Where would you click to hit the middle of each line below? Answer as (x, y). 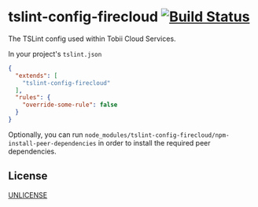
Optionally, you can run (46, 135)
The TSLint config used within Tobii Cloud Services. (92, 39)
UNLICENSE (28, 195)
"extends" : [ (37, 76)
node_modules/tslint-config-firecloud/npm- (157, 135)
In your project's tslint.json (55, 54)
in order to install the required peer (154, 142)
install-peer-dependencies (52, 143)
